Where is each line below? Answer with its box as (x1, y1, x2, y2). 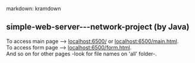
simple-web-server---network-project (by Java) (6, 22, 190, 32)
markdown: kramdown (6, 5, 61, 12)
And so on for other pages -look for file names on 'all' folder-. (6, 50, 158, 57)
